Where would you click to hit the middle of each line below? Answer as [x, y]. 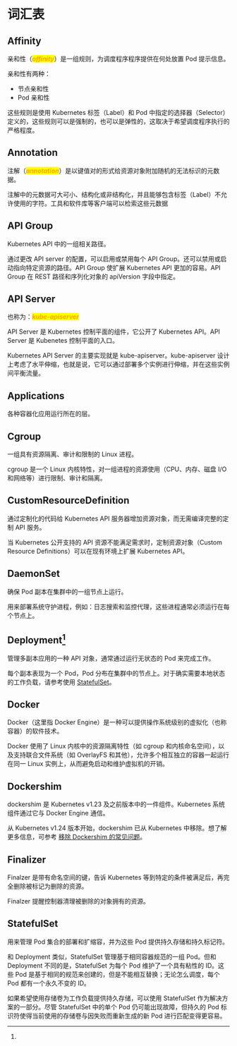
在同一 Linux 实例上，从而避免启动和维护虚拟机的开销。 [88, 764]
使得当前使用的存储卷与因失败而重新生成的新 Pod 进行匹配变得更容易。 [123, 1016]
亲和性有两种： [29, 74]
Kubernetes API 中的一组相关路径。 [59, 243]
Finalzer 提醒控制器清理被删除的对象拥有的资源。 [79, 901]
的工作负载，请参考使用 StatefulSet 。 [61, 682]
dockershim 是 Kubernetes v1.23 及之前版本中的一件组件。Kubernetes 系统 [116, 804]
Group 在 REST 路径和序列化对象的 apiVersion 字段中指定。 [93, 276]
